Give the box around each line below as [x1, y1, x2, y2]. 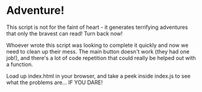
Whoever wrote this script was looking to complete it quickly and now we [6, 41, 189, 49]
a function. [6, 61, 33, 68]
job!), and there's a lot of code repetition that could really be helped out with [6, 54, 197, 61]
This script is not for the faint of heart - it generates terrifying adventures [6, 23, 189, 31]
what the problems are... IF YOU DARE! [6, 79, 103, 86]
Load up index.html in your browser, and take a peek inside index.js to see [6, 72, 191, 79]
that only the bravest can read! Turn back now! [6, 29, 123, 37]
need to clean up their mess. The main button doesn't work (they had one [6, 48, 190, 55]
